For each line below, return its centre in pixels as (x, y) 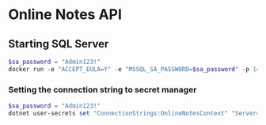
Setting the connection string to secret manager (103, 89)
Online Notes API (65, 15)
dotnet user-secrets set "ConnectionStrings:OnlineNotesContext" (118, 113)
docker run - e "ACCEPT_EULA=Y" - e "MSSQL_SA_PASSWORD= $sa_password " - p (129, 69)
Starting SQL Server (59, 44)
